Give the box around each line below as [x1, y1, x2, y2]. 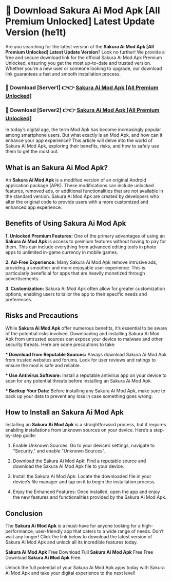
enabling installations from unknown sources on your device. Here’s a [5, 427, 152, 433]
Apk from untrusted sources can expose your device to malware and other [5, 336, 163, 342]
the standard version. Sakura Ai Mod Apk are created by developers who [5, 193, 159, 199]
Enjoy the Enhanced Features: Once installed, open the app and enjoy [12, 488, 160, 495]
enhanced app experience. [5, 204, 63, 210]
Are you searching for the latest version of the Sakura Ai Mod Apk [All [5, 43, 154, 49]
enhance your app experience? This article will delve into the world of [5, 137, 153, 143]
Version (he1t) [5, 27, 67, 38]
